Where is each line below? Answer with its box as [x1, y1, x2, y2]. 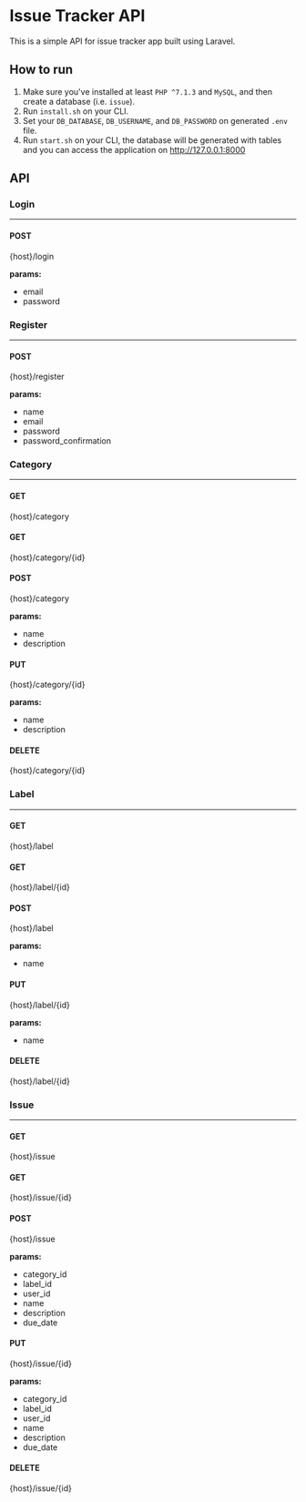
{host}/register [9, 371, 66, 383]
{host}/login [9, 250, 55, 261]
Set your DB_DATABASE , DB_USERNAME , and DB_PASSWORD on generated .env [22, 115, 289, 126]
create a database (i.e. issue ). [22, 96, 135, 107]
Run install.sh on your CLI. [22, 106, 129, 117]
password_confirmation [22, 435, 112, 446]
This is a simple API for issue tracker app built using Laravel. [9, 36, 236, 46]
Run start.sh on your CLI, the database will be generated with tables [22, 134, 282, 146]
